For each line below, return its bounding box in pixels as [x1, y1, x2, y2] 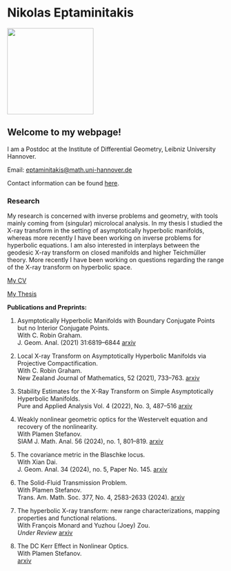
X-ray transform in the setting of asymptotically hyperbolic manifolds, [7, 226, 205, 235]
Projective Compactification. [17, 359, 99, 368]
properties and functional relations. [17, 514, 117, 522]
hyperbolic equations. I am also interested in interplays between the [7, 241, 200, 250]
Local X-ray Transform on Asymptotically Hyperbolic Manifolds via [17, 352, 207, 360]
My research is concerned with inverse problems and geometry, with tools [7, 212, 219, 220]
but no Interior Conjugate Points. [17, 324, 110, 332]
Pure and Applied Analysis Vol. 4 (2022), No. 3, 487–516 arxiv [17, 402, 193, 410]
